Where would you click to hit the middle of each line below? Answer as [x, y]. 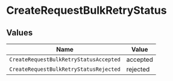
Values [20, 33]
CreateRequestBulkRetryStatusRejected [65, 69]
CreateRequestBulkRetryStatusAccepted [65, 60]
